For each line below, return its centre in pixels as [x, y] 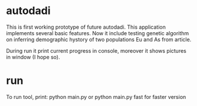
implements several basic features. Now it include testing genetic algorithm [98, 33]
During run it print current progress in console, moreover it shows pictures [96, 50]
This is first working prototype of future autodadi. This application [86, 27]
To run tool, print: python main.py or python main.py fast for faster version [96, 97]
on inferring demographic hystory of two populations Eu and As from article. [99, 39]
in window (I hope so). [33, 57]
